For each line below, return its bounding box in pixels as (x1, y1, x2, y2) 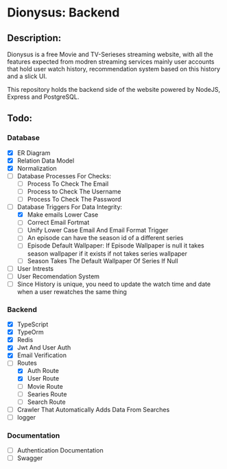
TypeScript (16, 320, 49, 328)
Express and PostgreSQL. (7, 93, 80, 101)
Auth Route (27, 367, 60, 375)
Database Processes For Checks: (16, 171, 112, 180)
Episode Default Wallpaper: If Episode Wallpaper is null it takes (27, 241, 204, 250)
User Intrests (16, 264, 53, 272)
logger (16, 413, 36, 421)
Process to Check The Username (27, 187, 121, 195)
